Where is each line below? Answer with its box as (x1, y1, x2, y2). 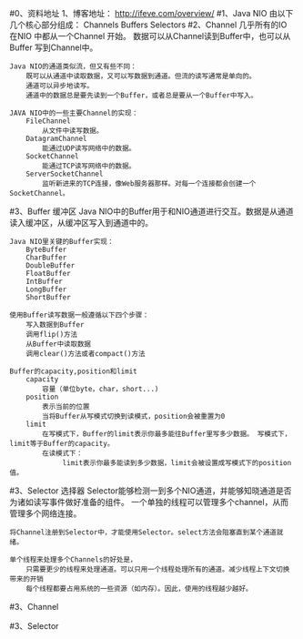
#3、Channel (9, 602, 59, 612)
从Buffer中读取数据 (25, 340, 91, 349)
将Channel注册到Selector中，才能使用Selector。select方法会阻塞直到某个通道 (9, 528, 278, 537)
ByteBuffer (25, 245, 67, 254)
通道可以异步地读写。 (25, 81, 94, 90)
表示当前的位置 (42, 402, 90, 411)
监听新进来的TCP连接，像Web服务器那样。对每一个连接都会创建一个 (42, 179, 257, 188)
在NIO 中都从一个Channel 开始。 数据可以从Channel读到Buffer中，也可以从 (9, 31, 291, 41)
